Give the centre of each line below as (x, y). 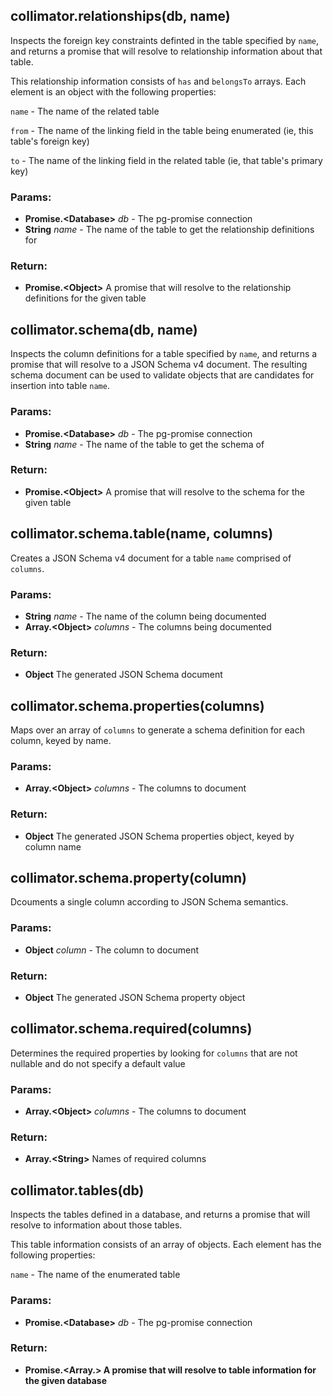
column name (53, 846)
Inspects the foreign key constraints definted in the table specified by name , (165, 40)
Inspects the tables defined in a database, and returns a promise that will (160, 1215)
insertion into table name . (60, 386)
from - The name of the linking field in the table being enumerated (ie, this (162, 130)
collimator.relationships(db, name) (120, 16)
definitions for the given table (85, 298)
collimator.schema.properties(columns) (137, 705)
